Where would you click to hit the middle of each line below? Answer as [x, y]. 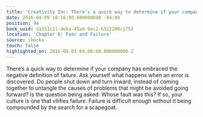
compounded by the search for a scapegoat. [62, 107]
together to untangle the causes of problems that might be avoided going [97, 88]
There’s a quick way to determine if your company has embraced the [92, 69]
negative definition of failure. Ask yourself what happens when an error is [98, 75]
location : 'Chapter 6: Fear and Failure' [59, 35]
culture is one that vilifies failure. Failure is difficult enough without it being [99, 101]
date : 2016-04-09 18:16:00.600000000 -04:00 [63, 18]
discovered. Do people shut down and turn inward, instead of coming [92, 81]
